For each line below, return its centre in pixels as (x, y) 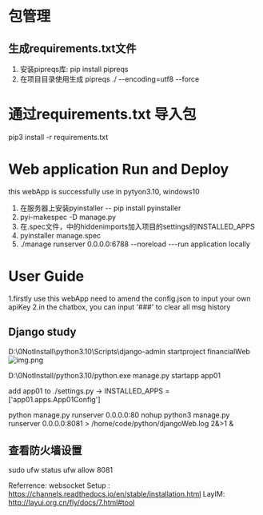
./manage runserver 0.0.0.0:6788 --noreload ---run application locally (135, 244)
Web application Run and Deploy (119, 170)
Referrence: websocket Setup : (59, 485)
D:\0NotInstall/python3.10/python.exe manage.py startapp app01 (115, 375)
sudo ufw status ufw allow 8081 (61, 470)
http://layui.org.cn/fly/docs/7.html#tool (72, 503)
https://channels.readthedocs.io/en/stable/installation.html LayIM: (117, 494)
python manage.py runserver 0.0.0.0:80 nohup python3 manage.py (119, 415)
